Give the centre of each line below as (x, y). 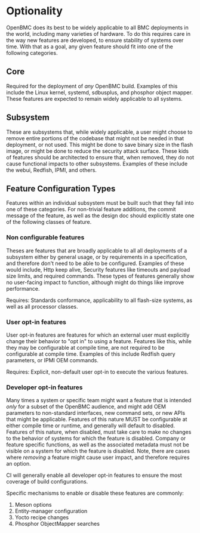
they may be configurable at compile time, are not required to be (85, 347)
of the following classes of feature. (49, 222)
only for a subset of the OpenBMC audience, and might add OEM (86, 406)
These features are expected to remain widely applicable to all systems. (95, 98)
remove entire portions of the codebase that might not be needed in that (95, 138)
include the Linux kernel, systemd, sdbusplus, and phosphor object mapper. (99, 92)
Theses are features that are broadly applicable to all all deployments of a (97, 250)
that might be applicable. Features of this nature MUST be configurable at (97, 420)
